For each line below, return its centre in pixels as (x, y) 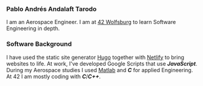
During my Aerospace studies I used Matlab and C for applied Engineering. (100, 70)
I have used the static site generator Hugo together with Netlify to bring (95, 57)
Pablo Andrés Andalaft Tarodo (52, 9)
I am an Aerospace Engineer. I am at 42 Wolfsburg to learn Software (91, 22)
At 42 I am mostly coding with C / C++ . (54, 76)
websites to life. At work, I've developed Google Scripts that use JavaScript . (102, 63)
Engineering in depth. (33, 28)
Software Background (39, 44)
